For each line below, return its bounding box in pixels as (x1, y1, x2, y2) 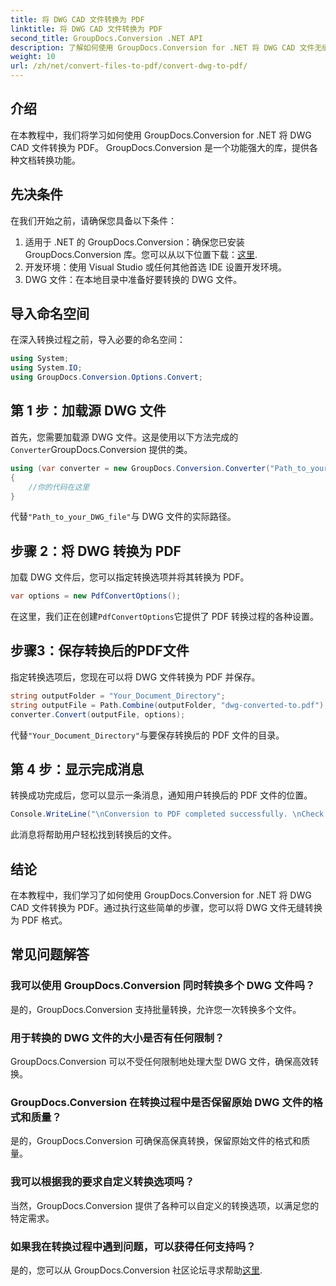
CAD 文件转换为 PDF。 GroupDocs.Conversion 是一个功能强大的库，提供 (10, 141, 310, 153)
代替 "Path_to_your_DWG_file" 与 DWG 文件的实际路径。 (10, 511, 237, 523)
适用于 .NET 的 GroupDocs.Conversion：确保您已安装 (24, 236, 245, 248)
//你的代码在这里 (28, 482, 90, 492)
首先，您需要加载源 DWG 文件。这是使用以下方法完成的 (10, 431, 239, 443)
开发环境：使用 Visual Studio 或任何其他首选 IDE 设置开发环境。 (24, 261, 287, 273)
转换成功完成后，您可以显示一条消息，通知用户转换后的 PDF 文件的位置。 (10, 789, 313, 801)
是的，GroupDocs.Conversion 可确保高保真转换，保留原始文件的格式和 (10, 1135, 302, 1147)
